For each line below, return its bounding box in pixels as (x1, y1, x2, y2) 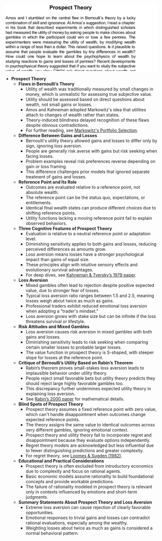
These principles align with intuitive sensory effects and (25, 262, 138, 268)
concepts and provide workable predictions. (25, 479, 114, 485)
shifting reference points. (25, 210, 76, 216)
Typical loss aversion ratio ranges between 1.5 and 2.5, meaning (25, 293, 155, 298)
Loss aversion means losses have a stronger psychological (25, 251, 144, 257)
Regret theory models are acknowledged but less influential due (25, 442, 154, 449)
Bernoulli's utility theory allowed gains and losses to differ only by (25, 138, 158, 144)
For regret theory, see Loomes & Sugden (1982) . (25, 453, 123, 459)
